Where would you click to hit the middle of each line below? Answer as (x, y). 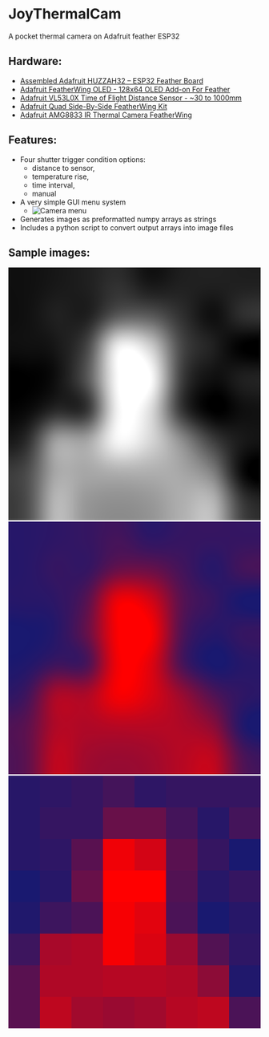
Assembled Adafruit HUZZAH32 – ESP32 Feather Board (112, 80)
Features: (33, 140)
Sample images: (49, 252)
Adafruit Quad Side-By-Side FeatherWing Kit (94, 106)
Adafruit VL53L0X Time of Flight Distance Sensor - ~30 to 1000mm (131, 98)
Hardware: (35, 61)
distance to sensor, (63, 168)
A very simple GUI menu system (73, 202)
